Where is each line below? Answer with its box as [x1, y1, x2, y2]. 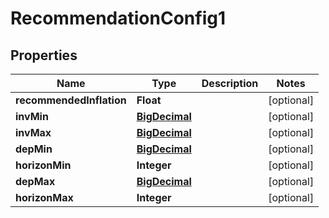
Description [201, 77, 259, 90]
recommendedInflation [15, 93, 127, 107]
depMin [15, 142, 53, 156]
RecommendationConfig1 [10, 7, 226, 30]
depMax [15, 175, 56, 188]
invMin [15, 110, 49, 123]
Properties [10, 47, 78, 64]
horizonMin [15, 158, 72, 172]
